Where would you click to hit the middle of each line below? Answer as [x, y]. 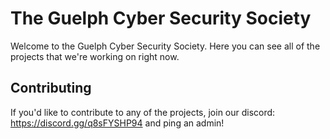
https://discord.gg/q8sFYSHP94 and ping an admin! [117, 123]
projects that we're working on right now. [95, 56]
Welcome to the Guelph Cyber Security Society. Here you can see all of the [165, 46]
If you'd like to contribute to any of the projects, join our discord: [143, 112]
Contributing [51, 88]
